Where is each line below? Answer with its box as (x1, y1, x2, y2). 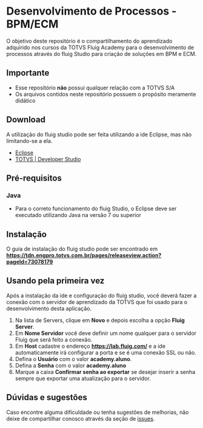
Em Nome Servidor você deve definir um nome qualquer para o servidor (15, 330, 197, 337)
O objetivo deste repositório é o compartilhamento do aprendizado (6, 37, 173, 44)
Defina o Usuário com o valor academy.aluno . (15, 355, 132, 362)
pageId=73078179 (6, 258, 53, 266)
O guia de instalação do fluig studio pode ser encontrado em (6, 245, 158, 253)
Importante (6, 68, 50, 78)
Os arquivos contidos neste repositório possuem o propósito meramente (15, 90, 196, 98)
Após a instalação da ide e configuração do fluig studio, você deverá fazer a (6, 292, 197, 299)
